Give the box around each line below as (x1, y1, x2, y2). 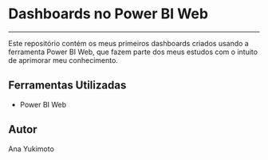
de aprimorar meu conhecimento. (8, 55, 118, 64)
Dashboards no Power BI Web (8, 5, 209, 23)
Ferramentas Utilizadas (8, 79, 127, 92)
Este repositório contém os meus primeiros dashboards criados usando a (8, 38, 249, 48)
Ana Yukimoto (8, 144, 54, 154)
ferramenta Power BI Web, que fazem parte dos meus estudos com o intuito (8, 47, 258, 57)
